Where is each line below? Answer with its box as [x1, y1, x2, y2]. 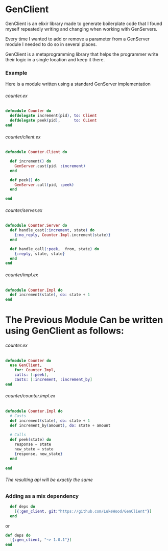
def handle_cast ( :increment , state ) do [10, 228, 95, 233]
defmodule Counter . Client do [5, 150, 67, 155]
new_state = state [14, 447, 54, 452]
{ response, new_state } [14, 451, 63, 457]
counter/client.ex [5, 134, 41, 140]
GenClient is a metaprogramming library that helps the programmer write [5, 51, 158, 57]
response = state [14, 442, 52, 447]
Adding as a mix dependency [5, 492, 79, 499]
